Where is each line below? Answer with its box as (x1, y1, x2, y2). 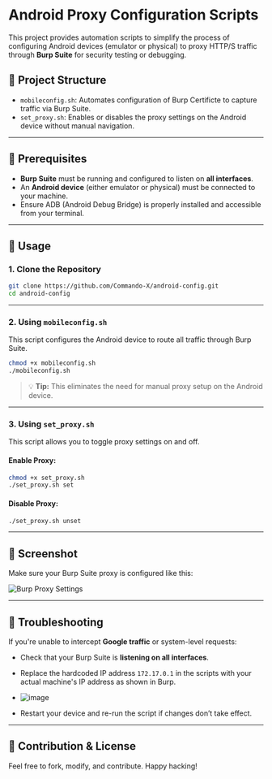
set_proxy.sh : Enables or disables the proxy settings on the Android (19, 112, 247, 122)
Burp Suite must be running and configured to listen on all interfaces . (19, 173, 253, 184)
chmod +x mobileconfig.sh (8, 359, 96, 367)
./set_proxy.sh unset (8, 517, 82, 525)
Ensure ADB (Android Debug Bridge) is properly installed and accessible (19, 199, 261, 209)
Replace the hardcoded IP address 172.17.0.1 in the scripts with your (19, 669, 253, 677)
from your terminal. (19, 208, 85, 218)
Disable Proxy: (8, 498, 59, 509)
